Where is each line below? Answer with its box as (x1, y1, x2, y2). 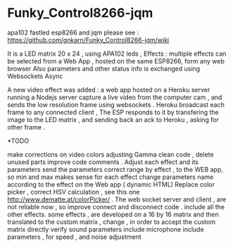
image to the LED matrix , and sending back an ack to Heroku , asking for (7, 115, 220, 124)
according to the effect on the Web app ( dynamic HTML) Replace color (7, 180, 215, 188)
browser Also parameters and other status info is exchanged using (7, 64, 201, 73)
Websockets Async (7, 72, 63, 80)
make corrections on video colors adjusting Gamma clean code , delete (7, 150, 214, 159)
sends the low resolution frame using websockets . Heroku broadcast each (7, 100, 225, 108)
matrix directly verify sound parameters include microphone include (7, 225, 204, 233)
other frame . (7, 123, 46, 131)
